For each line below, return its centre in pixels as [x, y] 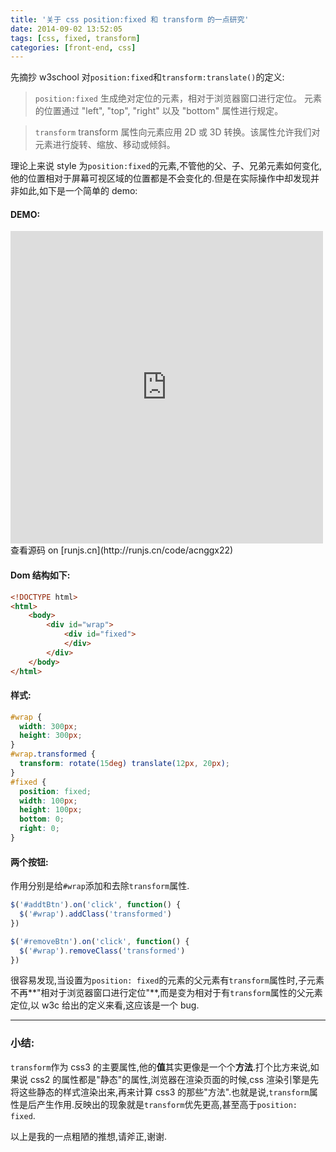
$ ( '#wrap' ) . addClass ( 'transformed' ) [95, 914]
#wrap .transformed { [53, 754]
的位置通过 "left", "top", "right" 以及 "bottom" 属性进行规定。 [159, 111]
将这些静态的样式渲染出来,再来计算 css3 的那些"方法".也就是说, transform [160, 1092]
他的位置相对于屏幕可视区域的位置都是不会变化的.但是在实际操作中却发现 [161, 178]
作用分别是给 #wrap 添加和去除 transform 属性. [100, 886]
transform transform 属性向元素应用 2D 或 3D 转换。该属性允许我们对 [177, 132]
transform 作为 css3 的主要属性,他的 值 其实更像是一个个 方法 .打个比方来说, [160, 1067]
